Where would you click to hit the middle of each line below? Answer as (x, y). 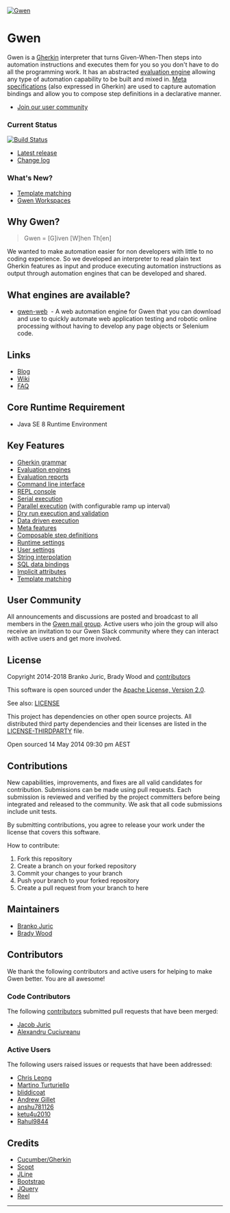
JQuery (28, 1189)
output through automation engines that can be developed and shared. (107, 274)
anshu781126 (35, 1107)
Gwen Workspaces (43, 200)
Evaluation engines (44, 469)
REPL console (37, 491)
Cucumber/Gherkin (44, 1160)
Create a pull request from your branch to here (83, 888)
